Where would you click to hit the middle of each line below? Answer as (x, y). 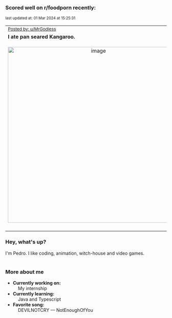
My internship (32, 288)
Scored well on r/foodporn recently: (51, 8)
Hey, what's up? (26, 242)
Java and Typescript (39, 299)
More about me (25, 271)
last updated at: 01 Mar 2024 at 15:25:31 (40, 18)
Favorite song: (28, 304)
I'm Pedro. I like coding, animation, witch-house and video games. (75, 253)
